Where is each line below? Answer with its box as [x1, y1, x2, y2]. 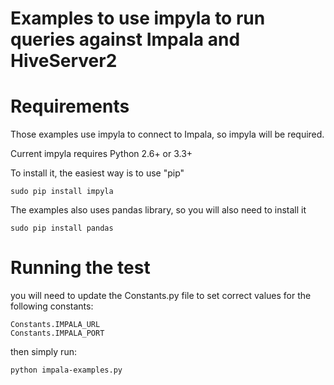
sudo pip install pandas [10, 223, 114, 234]
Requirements [10, 95, 130, 118]
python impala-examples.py [10, 365, 123, 376]
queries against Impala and [10, 28, 241, 51]
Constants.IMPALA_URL [10, 320, 101, 330]
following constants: [10, 300, 94, 312]
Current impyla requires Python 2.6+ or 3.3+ [10, 148, 193, 160]
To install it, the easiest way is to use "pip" [10, 167, 185, 179]
